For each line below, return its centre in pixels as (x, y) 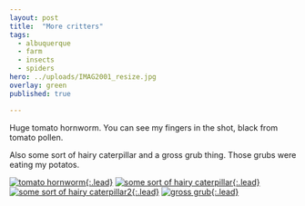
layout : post (34, 18)
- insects (36, 60)
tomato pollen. (36, 137)
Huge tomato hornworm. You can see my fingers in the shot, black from (144, 127)
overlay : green (38, 85)
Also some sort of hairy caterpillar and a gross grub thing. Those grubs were (153, 154)
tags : (20, 34)
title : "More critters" (56, 26)
